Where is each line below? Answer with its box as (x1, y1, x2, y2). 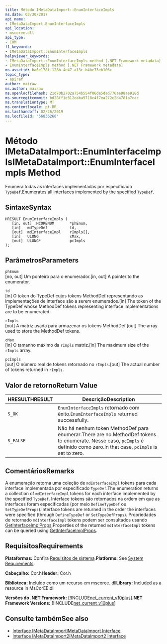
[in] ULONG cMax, (11, 234, 81, 239)
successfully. (58, 417, 89, 424)
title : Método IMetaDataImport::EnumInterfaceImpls (5, 7, 114, 12)
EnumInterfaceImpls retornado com (58, 404, 140, 411)
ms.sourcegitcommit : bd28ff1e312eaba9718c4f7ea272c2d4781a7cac (5, 95, 139, 100)
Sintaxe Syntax (5, 203, 52, 212)
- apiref (5, 77, 23, 82)
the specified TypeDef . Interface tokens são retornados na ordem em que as (5, 496, 160, 502)
